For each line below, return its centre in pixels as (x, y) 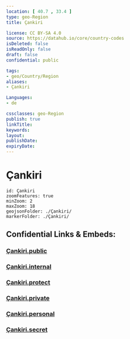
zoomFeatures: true (30, 196)
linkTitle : (19, 124)
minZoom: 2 (19, 201)
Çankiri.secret (27, 330)
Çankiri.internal (29, 267)
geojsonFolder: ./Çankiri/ (39, 211)
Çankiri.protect (28, 283)
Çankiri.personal (30, 314)
